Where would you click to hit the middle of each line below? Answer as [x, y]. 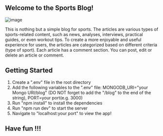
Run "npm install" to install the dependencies [57, 103]
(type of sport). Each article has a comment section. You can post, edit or [79, 50]
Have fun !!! [23, 129]
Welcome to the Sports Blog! [49, 8]
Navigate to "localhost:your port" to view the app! [62, 113]
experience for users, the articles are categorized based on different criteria [81, 45]
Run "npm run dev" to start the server [50, 108]
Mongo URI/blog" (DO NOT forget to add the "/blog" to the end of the [81, 93]
